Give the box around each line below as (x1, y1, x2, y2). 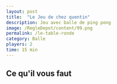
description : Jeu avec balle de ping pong (6, 19, 111, 25)
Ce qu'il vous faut (6, 69, 72, 79)
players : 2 (6, 42, 33, 48)
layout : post (6, 8, 38, 15)
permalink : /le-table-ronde (6, 31, 75, 36)
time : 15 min (6, 47, 38, 53)
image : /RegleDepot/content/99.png (6, 25, 93, 31)
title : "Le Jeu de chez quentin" (6, 14, 91, 20)
